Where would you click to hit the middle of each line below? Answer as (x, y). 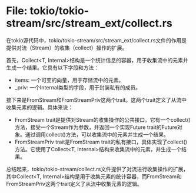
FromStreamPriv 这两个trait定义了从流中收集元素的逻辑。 (74, 184)
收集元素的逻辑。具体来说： (40, 107)
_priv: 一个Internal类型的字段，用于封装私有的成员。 (78, 87)
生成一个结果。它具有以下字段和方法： (52, 67)
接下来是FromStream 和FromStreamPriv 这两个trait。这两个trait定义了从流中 (97, 100)
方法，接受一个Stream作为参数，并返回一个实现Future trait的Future (96, 127)
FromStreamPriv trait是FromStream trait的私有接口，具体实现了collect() (101, 142)
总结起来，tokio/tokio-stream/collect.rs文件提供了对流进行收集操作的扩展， (97, 169)
